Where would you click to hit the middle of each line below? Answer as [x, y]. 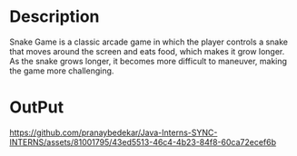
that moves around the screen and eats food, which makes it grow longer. [147, 51]
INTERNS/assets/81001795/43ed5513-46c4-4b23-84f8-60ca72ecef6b [143, 141]
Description [54, 17]
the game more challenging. [62, 71]
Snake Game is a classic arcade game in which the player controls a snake [149, 42]
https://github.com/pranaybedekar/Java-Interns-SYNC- [114, 132]
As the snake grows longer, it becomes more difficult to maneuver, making [148, 61]
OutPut [37, 107]
